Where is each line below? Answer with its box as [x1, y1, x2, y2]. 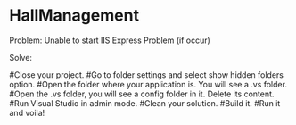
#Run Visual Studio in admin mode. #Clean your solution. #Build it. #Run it [9, 97, 281, 108]
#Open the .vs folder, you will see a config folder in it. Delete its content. [9, 88, 275, 99]
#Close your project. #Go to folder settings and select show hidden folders [9, 69, 284, 80]
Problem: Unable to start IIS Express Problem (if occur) [9, 35, 211, 46]
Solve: [9, 52, 33, 62]
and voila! [9, 107, 45, 118]
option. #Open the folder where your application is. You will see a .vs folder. [9, 79, 288, 89]
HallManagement [9, 5, 140, 26]
